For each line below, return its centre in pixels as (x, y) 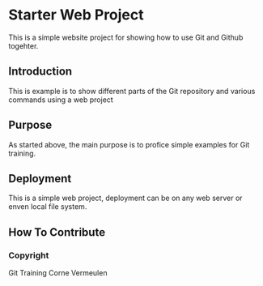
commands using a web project (61, 100)
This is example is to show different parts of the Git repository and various (132, 91)
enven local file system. (48, 207)
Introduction (40, 72)
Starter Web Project (76, 15)
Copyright (29, 255)
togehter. (23, 45)
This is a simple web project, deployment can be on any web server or (125, 198)
